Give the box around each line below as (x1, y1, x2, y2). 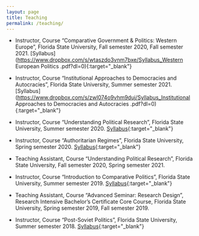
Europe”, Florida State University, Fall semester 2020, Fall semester (15, 43, 184, 50)
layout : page (6, 9, 39, 15)
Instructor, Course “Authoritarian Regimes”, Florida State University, (15, 137, 184, 144)
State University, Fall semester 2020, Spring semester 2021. (15, 162, 165, 169)
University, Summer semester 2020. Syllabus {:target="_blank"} (15, 125, 174, 133)
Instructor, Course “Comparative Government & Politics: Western (15, 37, 177, 44)
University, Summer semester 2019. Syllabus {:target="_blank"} (15, 180, 173, 187)
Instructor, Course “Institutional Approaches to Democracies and (15, 74, 177, 82)
